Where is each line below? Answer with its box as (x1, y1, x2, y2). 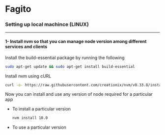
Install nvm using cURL (5, 73, 52, 79)
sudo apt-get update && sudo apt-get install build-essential (5, 64, 135, 69)
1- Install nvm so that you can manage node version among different (5, 38, 147, 45)
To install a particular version (12, 106, 71, 112)
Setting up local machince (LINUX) (5, 21, 89, 28)
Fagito (5, 3, 31, 15)
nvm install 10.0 (12, 115, 48, 121)
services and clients (5, 44, 48, 50)
